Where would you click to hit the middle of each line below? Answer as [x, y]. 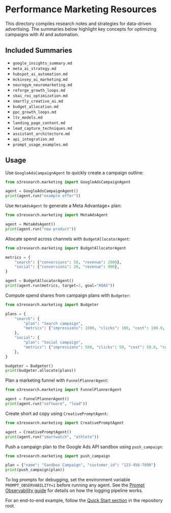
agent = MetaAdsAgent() [31, 224]
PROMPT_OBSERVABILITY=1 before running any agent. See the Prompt [75, 485]
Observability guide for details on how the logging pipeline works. [74, 491]
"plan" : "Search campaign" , [53, 323]
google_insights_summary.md [42, 63]
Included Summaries [39, 50]
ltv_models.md [27, 118]
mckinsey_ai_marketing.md [40, 79]
